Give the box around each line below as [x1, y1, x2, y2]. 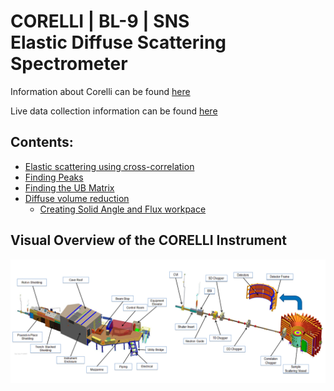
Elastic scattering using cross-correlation [24, 160, 195, 172]
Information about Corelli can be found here [10, 85, 191, 97]
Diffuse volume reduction [24, 192, 130, 204]
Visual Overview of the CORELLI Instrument [10, 232, 288, 249]
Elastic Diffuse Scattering [10, 31, 227, 54]
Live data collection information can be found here [10, 105, 218, 117]
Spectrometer [10, 53, 128, 75]
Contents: [10, 134, 74, 151]
